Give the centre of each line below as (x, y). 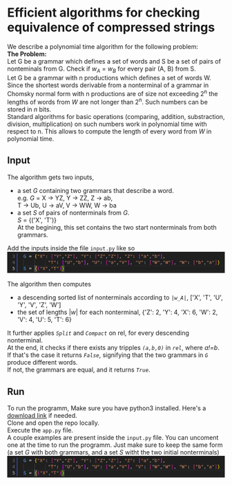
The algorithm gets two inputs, (51, 177)
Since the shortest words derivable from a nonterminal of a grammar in (108, 85)
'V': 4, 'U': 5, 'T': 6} (45, 320)
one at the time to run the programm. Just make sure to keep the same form (115, 445)
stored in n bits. (29, 109)
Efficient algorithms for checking (104, 13)
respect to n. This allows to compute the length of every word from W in (109, 131)
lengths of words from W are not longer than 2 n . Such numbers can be (108, 102)
